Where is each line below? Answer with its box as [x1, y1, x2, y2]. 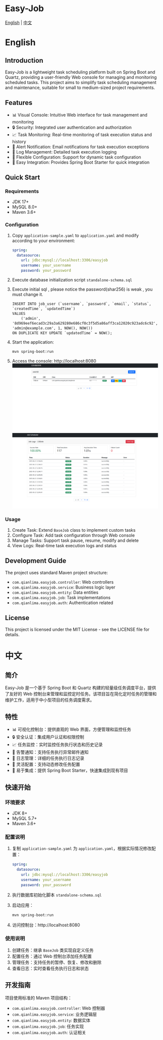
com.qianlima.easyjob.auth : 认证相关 [12, 1029, 86, 1035]
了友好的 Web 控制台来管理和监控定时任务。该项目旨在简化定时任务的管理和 [5, 691, 157, 697]
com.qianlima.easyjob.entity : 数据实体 [12, 1017, 91, 1023]
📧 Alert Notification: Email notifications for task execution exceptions [12, 144, 149, 150]
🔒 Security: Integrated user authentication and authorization [12, 124, 132, 130]
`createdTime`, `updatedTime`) [12, 307, 76, 312]
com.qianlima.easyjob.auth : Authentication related [12, 600, 114, 606]
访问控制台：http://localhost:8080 [12, 922, 80, 928]
